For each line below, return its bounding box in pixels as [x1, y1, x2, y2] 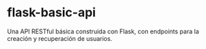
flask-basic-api [7, 5, 96, 20]
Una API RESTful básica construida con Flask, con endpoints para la [7, 27, 200, 35]
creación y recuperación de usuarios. [7, 34, 113, 42]
